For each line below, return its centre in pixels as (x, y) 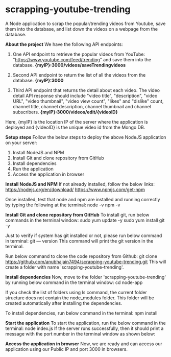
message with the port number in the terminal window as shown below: (80, 334)
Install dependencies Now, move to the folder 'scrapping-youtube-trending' (86, 277)
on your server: (21, 142)
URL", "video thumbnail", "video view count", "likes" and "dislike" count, (88, 101)
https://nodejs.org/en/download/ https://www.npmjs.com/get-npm (75, 189)
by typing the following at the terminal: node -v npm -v (63, 205)
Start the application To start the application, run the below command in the (86, 323)
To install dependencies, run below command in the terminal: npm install (81, 313)
